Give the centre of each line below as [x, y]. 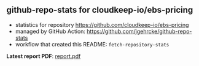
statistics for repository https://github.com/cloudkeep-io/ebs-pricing [102, 24]
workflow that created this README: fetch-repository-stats [92, 44]
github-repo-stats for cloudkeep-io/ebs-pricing [100, 10]
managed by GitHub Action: [50, 31]
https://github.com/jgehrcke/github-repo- [139, 31]
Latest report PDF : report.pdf [44, 56]
